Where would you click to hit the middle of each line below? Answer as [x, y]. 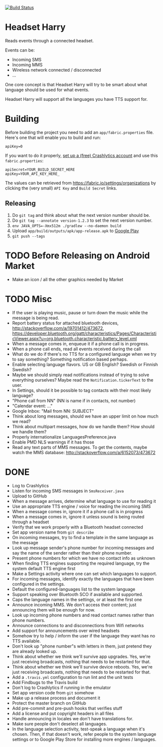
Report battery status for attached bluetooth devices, [65, 323]
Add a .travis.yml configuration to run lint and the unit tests [72, 677]
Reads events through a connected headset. [49, 40]
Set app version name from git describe [53, 532]
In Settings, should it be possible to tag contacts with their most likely [81, 390]
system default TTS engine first [44, 568]
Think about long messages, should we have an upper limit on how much [85, 416]
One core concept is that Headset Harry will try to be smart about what [76, 84]
